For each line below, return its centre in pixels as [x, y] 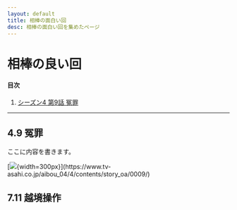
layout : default [31, 14]
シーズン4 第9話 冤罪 [48, 102]
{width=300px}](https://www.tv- [64, 166]
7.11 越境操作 [34, 198]
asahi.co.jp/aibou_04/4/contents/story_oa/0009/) [79, 174]
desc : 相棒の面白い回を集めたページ [54, 27]
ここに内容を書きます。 [41, 152]
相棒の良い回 [45, 64]
